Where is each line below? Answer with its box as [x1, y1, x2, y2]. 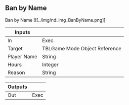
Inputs [14, 29, 31, 35]
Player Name [7, 53, 38, 60]
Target [7, 45, 23, 52]
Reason [7, 69, 26, 76]
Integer [42, 61, 59, 68]
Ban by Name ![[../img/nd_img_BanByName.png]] [5, 17, 106, 23]
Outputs [7, 83, 27, 90]
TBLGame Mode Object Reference [42, 45, 122, 52]
